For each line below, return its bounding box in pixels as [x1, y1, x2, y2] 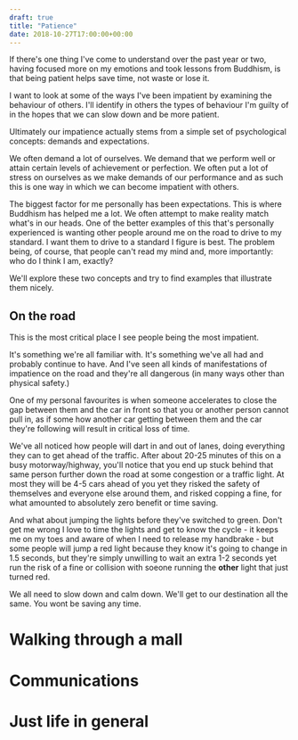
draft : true [9, 12, 53, 22]
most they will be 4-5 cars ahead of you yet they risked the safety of [9, 479, 261, 489]
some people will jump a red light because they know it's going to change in [9, 543, 287, 554]
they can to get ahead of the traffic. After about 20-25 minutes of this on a [9, 450, 282, 461]
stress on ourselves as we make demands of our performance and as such [9, 172, 284, 183]
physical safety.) [9, 378, 70, 389]
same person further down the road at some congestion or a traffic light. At [9, 469, 285, 480]
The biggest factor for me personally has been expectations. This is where [9, 199, 282, 210]
